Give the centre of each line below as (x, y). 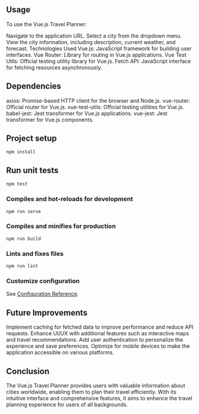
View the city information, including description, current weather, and (91, 42)
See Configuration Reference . (42, 294)
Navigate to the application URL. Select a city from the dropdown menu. (94, 36)
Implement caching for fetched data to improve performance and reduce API (100, 327)
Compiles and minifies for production (61, 226)
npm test (17, 184)
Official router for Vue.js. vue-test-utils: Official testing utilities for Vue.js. (95, 107)
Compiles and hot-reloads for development (70, 199)
